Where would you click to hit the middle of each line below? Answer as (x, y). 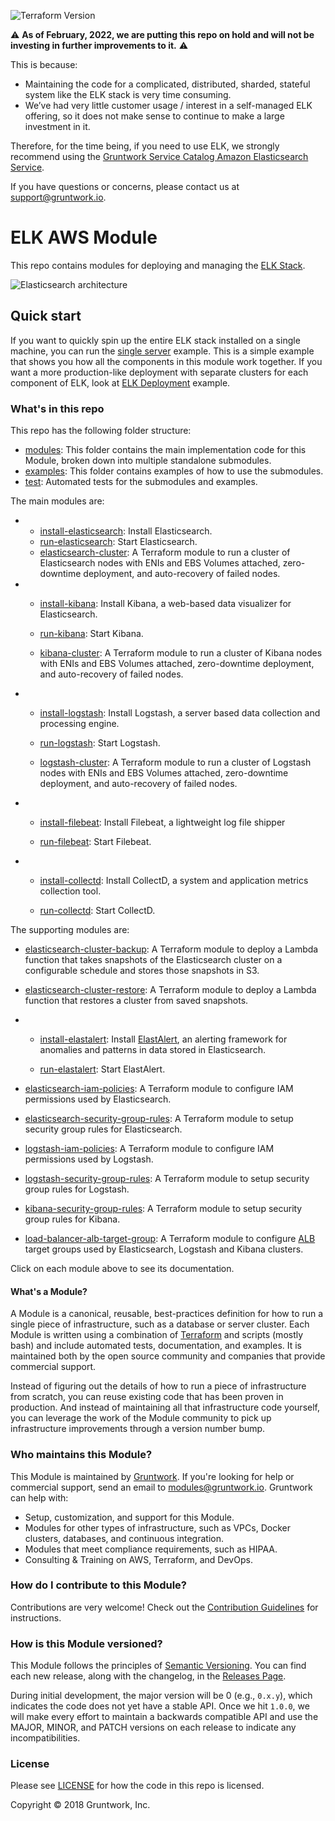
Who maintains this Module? (81, 1455)
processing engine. (79, 724)
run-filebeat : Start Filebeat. (95, 842)
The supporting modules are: (70, 930)
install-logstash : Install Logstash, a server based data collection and (180, 713)
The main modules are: (57, 501)
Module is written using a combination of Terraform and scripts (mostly (157, 1335)
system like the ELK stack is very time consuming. (128, 94)
